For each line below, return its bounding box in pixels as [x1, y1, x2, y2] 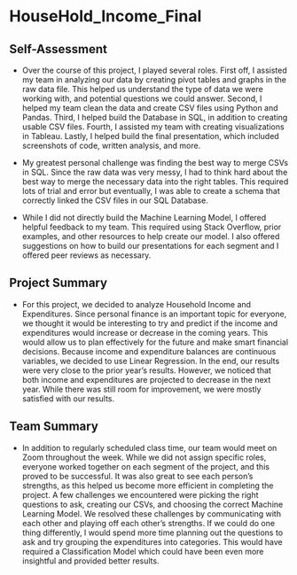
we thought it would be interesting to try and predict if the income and [21, 317, 278, 329]
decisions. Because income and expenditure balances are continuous [21, 346, 277, 356]
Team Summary [9, 419, 99, 434]
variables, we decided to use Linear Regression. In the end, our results [21, 355, 280, 366]
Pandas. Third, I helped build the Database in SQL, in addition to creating [21, 113, 288, 122]
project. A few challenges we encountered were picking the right [21, 489, 259, 500]
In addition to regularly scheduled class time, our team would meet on [21, 442, 277, 453]
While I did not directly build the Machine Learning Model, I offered [21, 213, 267, 222]
